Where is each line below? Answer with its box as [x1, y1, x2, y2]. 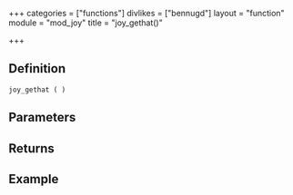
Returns [8, 141, 56, 156]
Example [8, 171, 59, 187]
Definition [8, 61, 66, 76]
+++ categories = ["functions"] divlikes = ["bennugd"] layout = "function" [8, 8, 285, 18]
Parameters [8, 110, 76, 125]
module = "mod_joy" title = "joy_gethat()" [8, 17, 163, 28]
